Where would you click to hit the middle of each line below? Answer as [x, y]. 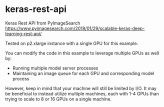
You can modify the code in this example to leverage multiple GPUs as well [82, 53]
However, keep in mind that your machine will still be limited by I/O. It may [81, 88]
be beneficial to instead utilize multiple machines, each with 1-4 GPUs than [82, 93]
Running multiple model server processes [55, 68]
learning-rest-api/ [23, 33]
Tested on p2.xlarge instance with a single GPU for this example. [72, 43]
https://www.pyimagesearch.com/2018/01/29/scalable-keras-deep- [75, 28]
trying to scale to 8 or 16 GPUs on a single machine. [58, 99]
